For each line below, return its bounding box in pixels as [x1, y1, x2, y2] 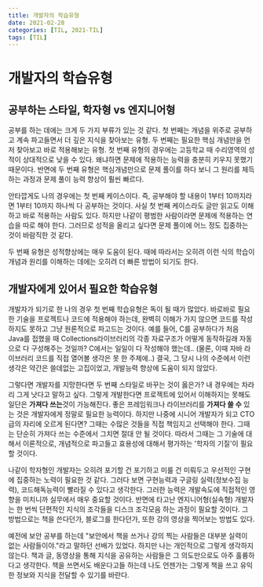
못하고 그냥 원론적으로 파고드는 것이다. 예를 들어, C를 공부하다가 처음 [28, 324, 239, 334]
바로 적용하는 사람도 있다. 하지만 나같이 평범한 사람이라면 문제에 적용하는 [22, 211, 245, 221]
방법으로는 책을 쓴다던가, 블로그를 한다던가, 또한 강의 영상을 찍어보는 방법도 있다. [8, 515, 255, 524]
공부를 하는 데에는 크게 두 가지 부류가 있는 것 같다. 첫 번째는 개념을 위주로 [8, 126, 232, 135]
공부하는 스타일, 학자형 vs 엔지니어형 [8, 103, 176, 116]
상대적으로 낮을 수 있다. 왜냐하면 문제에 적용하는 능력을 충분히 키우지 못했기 [22, 155, 254, 165]
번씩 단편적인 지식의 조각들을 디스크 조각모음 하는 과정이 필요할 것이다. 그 [24, 505, 249, 514]
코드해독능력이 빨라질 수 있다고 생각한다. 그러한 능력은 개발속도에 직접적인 [20, 485, 247, 494]
